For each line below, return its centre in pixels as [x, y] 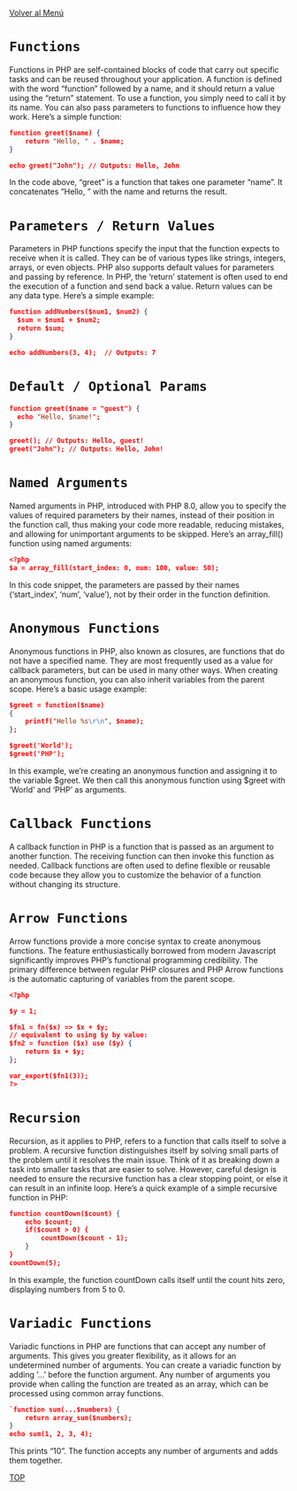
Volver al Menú [37, 13]
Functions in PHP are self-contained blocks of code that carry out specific [145, 69]
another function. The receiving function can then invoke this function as [142, 856]
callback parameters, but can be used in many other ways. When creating [144, 670]
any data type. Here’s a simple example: [82, 296]
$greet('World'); [41, 746]
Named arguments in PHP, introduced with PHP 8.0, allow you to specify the [148, 506]
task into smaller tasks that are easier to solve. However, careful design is [143, 1169]
